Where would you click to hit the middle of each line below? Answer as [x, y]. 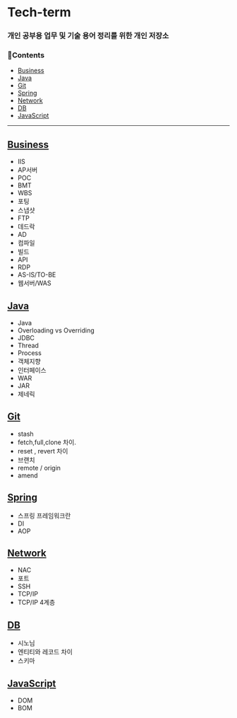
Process [30, 353]
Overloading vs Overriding [56, 330]
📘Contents [26, 55]
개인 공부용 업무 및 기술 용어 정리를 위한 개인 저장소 [88, 36]
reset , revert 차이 [43, 451]
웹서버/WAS [34, 283]
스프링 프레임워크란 [44, 515]
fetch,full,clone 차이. [47, 442]
